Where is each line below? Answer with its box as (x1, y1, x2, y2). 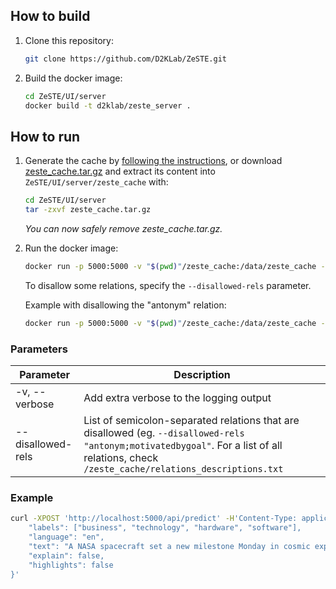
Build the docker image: (24, 72, 123, 84)
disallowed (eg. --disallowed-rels (83, 426, 245, 440)
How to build (10, 8, 91, 25)
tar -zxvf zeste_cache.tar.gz (24, 205, 152, 215)
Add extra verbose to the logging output (83, 391, 272, 405)
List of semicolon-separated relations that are (83, 414, 300, 428)
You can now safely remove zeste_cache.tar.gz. (24, 223, 223, 234)
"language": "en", (28, 532, 105, 543)
